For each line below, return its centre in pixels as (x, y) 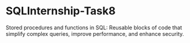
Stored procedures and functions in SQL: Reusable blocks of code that (94, 27)
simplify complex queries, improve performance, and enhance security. (95, 33)
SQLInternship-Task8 (61, 11)
